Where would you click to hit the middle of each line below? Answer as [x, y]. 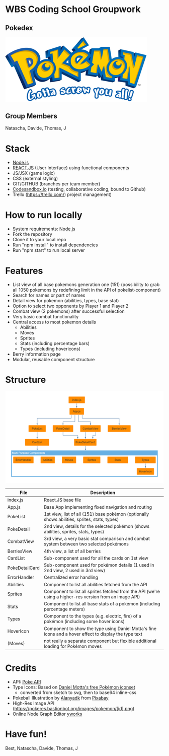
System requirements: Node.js [44, 229]
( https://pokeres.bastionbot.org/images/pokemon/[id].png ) [73, 709]
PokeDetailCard [24, 568]
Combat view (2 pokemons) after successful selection [68, 311]
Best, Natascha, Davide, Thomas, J [41, 748]
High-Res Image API [33, 703]
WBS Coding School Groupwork [73, 9]
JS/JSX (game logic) [34, 173]
